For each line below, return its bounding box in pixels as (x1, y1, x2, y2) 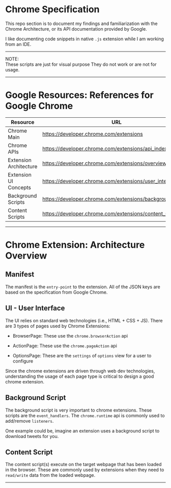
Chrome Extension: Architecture (5, 239, 145, 251)
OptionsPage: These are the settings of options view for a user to (12, 352, 152, 358)
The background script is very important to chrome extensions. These (5, 407, 152, 413)
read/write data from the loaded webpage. (5, 472, 96, 478)
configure (12, 358, 34, 364)
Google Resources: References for (5, 89, 154, 101)
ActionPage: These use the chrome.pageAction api (12, 343, 117, 349)
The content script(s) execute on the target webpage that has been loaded (5, 461, 162, 468)
